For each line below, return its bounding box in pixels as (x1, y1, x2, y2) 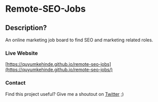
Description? (5, 23, 47, 32)
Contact (5, 80, 26, 87)
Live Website (5, 49, 38, 57)
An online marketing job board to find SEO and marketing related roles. (5, 37, 153, 43)
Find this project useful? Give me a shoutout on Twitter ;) (5, 91, 124, 97)
